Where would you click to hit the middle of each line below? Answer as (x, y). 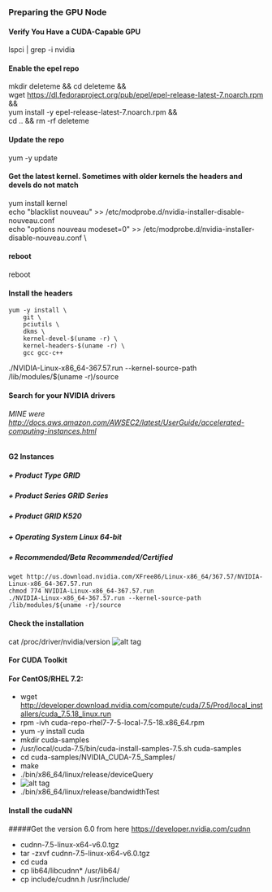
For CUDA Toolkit (38, 660)
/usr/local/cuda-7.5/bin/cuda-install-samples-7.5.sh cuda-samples (131, 749)
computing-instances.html (53, 431)
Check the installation (46, 623)
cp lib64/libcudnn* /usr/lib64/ (70, 870)
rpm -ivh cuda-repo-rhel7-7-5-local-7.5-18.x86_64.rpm (112, 723)
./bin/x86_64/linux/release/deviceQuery (86, 775)
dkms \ (34, 332)
